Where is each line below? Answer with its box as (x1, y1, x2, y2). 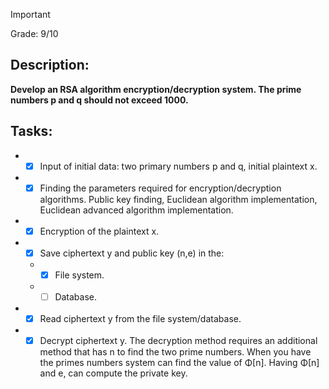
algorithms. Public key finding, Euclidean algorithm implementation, (39, 193, 318, 205)
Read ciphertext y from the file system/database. (39, 313, 242, 324)
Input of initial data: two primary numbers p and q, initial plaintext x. (39, 160, 318, 172)
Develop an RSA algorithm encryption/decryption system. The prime (10, 83, 302, 95)
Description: (10, 57, 90, 74)
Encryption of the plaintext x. (39, 225, 160, 237)
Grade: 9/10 (10, 28, 59, 39)
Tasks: (10, 123, 53, 140)
